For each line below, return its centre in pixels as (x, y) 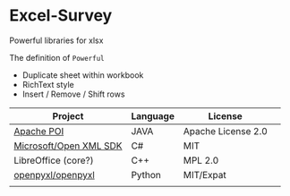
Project (68, 115)
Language (153, 115)
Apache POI (39, 131)
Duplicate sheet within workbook (83, 75)
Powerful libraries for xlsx (56, 40)
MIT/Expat (205, 175)
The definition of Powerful (57, 57)
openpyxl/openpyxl (55, 175)
